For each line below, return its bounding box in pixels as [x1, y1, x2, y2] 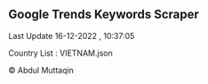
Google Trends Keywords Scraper [8, 7, 199, 22]
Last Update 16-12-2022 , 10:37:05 [8, 30, 135, 41]
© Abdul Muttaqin [8, 65, 75, 75]
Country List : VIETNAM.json [8, 48, 113, 58]
